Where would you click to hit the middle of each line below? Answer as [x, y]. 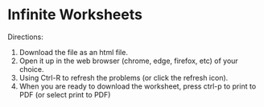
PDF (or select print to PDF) [65, 94]
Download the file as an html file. [73, 52]
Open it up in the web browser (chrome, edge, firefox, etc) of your [128, 61]
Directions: [25, 37]
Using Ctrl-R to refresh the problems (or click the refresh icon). [124, 77]
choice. [32, 69]
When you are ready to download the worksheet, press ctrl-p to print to [138, 86]
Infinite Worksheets [75, 15]
